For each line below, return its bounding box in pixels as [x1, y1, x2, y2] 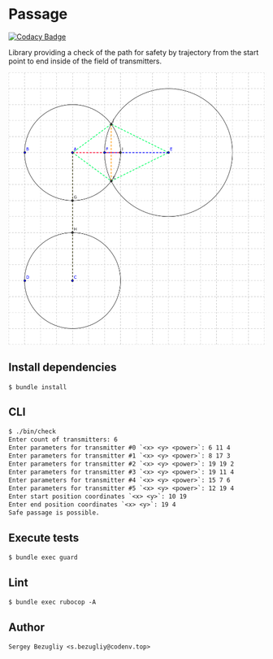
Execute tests [8, 531, 80, 544]
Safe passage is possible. [8, 509, 100, 517]
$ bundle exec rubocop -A [8, 598, 96, 606]
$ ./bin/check [8, 427, 57, 436]
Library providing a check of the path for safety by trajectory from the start [8, 47, 259, 57]
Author [8, 620, 45, 634]
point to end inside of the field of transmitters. [8, 56, 162, 66]
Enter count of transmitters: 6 [8, 436, 118, 444]
